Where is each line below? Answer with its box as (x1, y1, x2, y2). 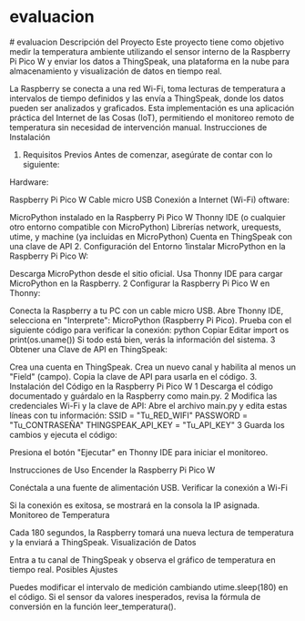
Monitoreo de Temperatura (9, 509, 110, 520)
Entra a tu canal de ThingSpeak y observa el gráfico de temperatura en (9, 554, 276, 565)
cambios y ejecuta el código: (9, 429, 118, 440)
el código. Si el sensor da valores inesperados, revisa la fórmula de (9, 591, 261, 602)
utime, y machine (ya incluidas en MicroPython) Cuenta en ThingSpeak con (9, 230, 293, 242)
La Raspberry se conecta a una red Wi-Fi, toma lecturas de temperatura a (9, 83, 286, 94)
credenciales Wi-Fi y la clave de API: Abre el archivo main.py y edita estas (9, 400, 288, 411)
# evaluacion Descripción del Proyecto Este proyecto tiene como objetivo (9, 36, 285, 47)
